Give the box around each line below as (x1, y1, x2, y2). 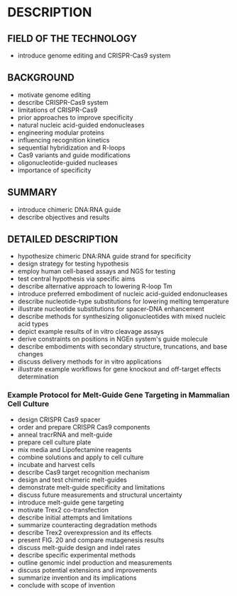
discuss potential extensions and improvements (17, 566, 158, 574)
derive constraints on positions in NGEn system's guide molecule (17, 334, 208, 344)
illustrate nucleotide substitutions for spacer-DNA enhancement (17, 305, 204, 313)
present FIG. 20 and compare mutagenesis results (17, 536, 165, 544)
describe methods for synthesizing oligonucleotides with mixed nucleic (17, 313, 226, 321)
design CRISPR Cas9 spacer (17, 415, 101, 424)
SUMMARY (7, 186, 58, 198)
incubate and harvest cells (17, 460, 96, 468)
